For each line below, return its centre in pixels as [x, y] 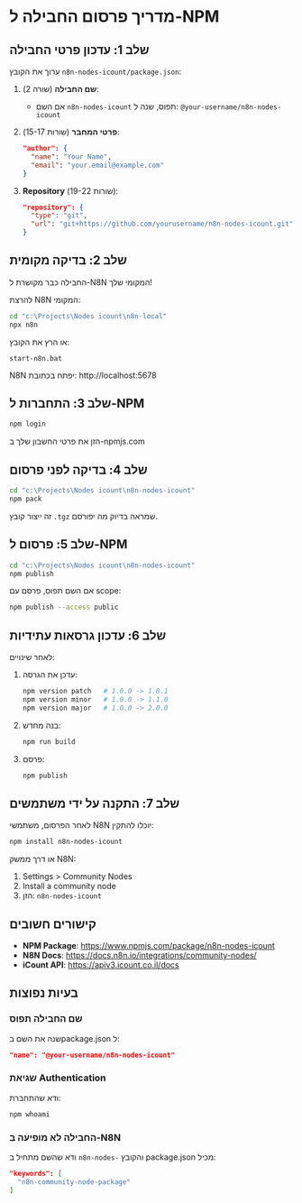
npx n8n [24, 325]
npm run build [49, 741]
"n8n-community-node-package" [74, 1182]
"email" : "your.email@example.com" [98, 165]
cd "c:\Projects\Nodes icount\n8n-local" [88, 316]
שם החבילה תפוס [46, 1019]
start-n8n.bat [36, 358]
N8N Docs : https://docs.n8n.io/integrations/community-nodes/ [139, 955]
